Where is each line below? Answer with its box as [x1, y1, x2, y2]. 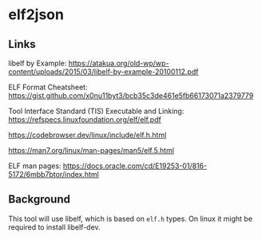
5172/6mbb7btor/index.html [8, 170, 100, 179]
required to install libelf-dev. [8, 222, 101, 232]
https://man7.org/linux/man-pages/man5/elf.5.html [8, 146, 174, 155]
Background [8, 193, 70, 207]
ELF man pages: [8, 161, 62, 171]
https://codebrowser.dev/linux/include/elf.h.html [8, 130, 167, 140]
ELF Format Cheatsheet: [8, 82, 88, 92]
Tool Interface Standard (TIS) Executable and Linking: [8, 106, 185, 116]
